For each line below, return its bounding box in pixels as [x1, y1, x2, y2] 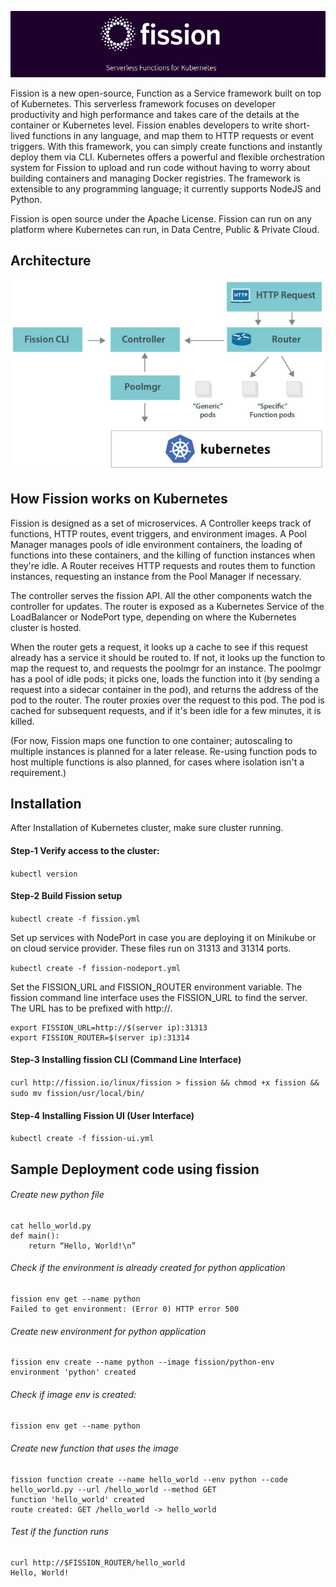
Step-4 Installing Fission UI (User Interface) [10, 1109, 195, 1121]
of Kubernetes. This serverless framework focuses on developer [10, 97, 277, 110]
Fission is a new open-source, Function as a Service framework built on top [10, 87, 322, 99]
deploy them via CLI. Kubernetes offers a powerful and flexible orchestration [10, 151, 326, 163]
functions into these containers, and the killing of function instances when [10, 549, 316, 561]
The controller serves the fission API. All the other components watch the [10, 589, 313, 601]
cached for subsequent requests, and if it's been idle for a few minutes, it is [10, 704, 322, 716]
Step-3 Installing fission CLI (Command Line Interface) [10, 1054, 242, 1066]
